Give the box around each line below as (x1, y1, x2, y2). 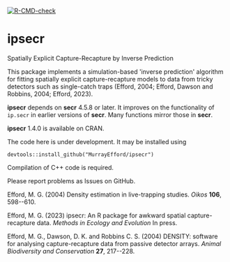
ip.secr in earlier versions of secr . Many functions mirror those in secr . (7, 110, 213, 118)
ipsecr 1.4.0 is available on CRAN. (7, 124, 105, 132)
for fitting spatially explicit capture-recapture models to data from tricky (7, 75, 213, 83)
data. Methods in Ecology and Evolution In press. (36, 218, 178, 226)
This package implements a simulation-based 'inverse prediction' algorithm (7, 67, 224, 76)
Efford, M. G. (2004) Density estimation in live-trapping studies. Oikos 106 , (7, 190, 222, 199)
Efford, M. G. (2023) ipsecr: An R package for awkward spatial (7, 211, 186, 219)
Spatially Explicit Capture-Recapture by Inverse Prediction (7, 54, 174, 62)
